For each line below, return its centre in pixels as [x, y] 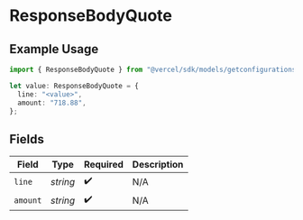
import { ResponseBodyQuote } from [76, 69]
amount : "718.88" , [52, 103]
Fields [27, 139]
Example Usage [54, 49]
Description [158, 165]
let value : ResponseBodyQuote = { [74, 86]
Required [104, 165]
